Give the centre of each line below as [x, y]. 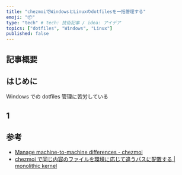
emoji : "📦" [21, 17]
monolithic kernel [36, 166]
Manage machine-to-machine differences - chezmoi [79, 152]
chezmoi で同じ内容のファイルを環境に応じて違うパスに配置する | [95, 159]
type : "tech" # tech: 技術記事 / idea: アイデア [64, 23]
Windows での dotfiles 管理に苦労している [57, 97]
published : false [28, 34]
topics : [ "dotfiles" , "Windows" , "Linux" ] [59, 28]
